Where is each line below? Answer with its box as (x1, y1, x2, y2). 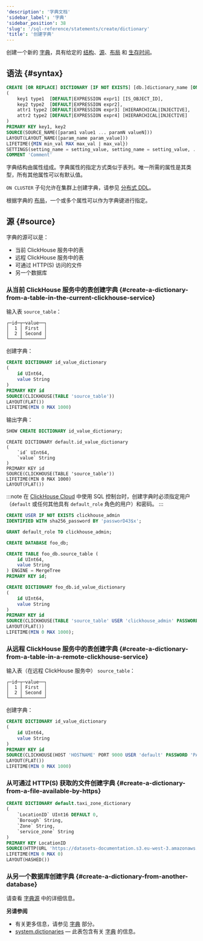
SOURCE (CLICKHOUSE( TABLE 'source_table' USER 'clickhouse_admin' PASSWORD (6, 618, 199, 624)
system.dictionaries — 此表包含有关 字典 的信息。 (14, 928, 139, 935)
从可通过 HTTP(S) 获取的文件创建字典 (6, 779, 116, 787)
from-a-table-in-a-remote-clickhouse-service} (6, 653, 149, 661)
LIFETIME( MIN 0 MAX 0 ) (6, 851, 63, 858)
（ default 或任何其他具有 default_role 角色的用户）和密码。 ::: (6, 500, 164, 508)
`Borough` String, (17, 818, 63, 824)
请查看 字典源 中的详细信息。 (6, 894, 79, 902)
